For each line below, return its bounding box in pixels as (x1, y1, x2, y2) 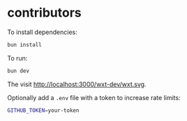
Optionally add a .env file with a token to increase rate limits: (7, 93, 181, 102)
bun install (7, 41, 42, 48)
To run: (7, 54, 28, 62)
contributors (7, 5, 82, 21)
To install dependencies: (7, 28, 78, 36)
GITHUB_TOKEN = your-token (7, 106, 80, 114)
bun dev (7, 67, 30, 74)
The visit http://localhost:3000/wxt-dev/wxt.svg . (7, 80, 147, 88)
